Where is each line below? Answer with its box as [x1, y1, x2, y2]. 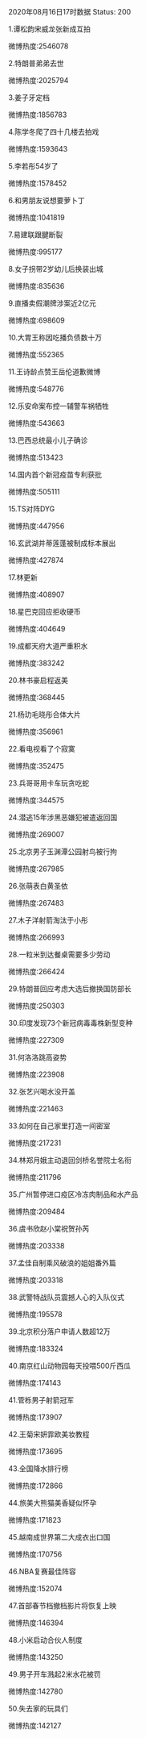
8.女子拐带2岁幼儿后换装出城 [8, 265, 103, 273]
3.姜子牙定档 [8, 93, 51, 102]
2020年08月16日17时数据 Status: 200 [8, 7, 132, 16]
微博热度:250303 [8, 1001, 65, 1011]
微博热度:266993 [8, 932, 65, 942]
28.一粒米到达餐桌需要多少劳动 [8, 950, 111, 959]
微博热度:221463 [8, 1104, 64, 1113]
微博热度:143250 [8, 1653, 64, 1661]
